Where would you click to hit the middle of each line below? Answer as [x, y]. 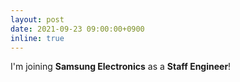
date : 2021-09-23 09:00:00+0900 [77, 29]
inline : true [37, 38]
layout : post [37, 19]
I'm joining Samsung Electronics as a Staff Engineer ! [121, 67]
